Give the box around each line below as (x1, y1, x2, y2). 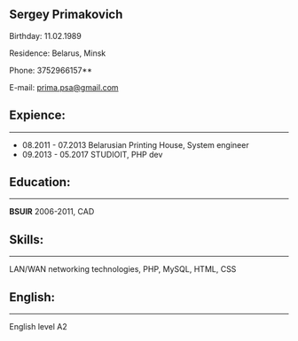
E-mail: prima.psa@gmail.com (9, 81, 119, 92)
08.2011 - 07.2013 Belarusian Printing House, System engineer (21, 139, 250, 150)
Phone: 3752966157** (9, 65, 93, 75)
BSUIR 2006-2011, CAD (9, 206, 95, 217)
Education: (9, 174, 71, 190)
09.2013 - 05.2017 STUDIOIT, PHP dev (21, 149, 163, 159)
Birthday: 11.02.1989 (9, 30, 82, 41)
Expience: (9, 108, 67, 123)
